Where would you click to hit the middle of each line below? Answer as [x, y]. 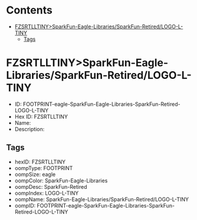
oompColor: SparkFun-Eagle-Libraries [61, 181]
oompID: [25, 205]
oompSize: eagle [35, 174]
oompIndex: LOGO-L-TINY [47, 193]
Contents [29, 10]
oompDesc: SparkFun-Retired [51, 186]
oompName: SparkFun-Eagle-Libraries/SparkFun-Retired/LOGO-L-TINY [102, 199]
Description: [29, 129]
